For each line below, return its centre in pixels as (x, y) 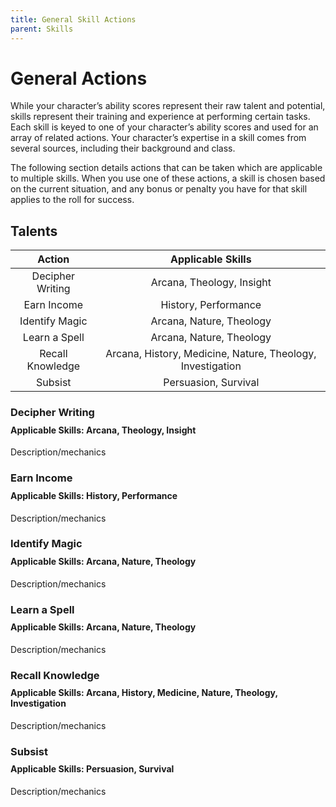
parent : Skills (42, 29)
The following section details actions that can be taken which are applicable (166, 168)
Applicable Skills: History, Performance (94, 495)
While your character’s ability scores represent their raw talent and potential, (168, 106)
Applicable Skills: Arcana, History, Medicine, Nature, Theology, (144, 693)
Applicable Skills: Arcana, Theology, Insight (103, 430)
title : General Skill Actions (73, 19)
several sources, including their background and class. (123, 148)
